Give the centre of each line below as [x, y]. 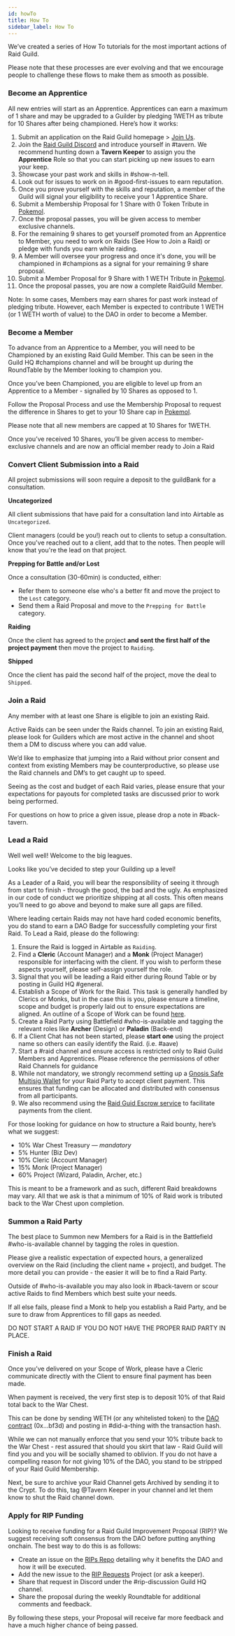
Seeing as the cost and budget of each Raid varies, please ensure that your [116, 786]
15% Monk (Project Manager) [60, 1167]
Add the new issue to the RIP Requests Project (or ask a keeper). [111, 1574]
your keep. [34, 167]
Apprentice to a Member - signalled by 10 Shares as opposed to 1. [103, 391]
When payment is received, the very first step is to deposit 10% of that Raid [117, 1397]
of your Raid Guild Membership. [54, 1469]
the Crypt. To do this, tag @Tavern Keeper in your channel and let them [111, 1490]
